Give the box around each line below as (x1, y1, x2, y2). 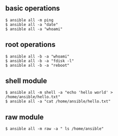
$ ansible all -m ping (5, 17, 54, 22)
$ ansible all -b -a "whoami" (5, 53, 70, 59)
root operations (5, 40, 56, 49)
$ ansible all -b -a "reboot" (5, 63, 70, 68)
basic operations (5, 4, 60, 13)
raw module (5, 113, 44, 121)
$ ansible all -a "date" (5, 22, 58, 27)
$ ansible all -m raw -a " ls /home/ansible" (5, 126, 104, 131)
